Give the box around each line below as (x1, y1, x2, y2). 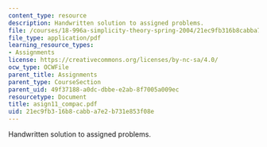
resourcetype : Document (8, 93, 87, 101)
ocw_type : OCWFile (8, 64, 69, 72)
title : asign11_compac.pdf (8, 100, 98, 108)
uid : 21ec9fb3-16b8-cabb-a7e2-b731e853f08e (8, 108, 155, 116)
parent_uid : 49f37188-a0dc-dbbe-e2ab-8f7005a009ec (8, 85, 180, 94)
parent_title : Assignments (8, 71, 98, 79)
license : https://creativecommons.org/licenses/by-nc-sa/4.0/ (8, 56, 219, 64)
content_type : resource (8, 11, 87, 20)
